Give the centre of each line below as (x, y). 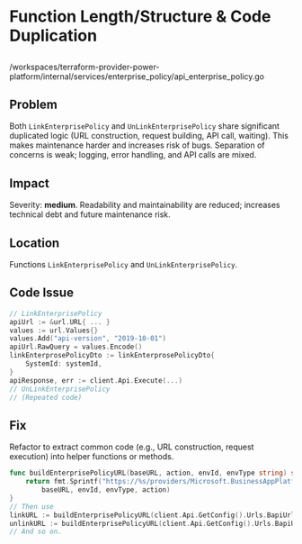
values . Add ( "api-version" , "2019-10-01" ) (88, 339)
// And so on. (36, 532)
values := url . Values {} (54, 331)
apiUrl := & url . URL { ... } (60, 322)
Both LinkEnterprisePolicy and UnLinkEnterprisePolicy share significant (145, 126)
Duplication (53, 36)
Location (35, 243)
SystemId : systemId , (64, 364)
